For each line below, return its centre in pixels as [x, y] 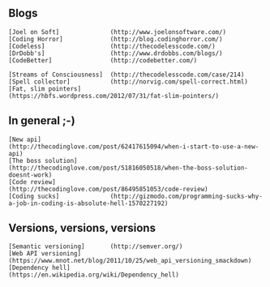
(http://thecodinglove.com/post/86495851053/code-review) [108, 189]
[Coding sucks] [34, 196]
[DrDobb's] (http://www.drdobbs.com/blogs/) [116, 53]
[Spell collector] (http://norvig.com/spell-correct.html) [129, 81]
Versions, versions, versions [82, 228]
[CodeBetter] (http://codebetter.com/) [103, 60]
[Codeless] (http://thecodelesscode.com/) [112, 46]
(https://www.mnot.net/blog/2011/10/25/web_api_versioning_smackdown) [130, 261]
